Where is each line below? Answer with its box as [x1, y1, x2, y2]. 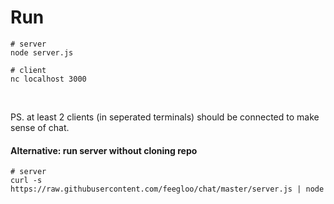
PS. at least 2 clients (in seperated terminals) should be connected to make [10, 111, 320, 123]
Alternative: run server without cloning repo [10, 144, 198, 156]
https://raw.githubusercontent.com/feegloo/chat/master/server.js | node [10, 184, 325, 195]
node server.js [10, 47, 74, 58]
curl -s [10, 176, 43, 186]
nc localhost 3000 [10, 74, 87, 84]
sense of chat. [10, 121, 70, 133]
